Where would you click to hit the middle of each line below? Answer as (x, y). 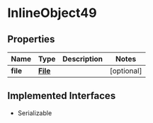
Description (83, 59)
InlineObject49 (52, 13)
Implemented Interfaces (62, 96)
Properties (31, 39)
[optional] (126, 71)
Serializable (35, 113)
